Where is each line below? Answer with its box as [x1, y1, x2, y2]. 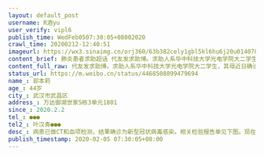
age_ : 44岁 [8, 84, 43, 92]
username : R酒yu [8, 19, 60, 27]
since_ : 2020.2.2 [8, 106, 65, 114]
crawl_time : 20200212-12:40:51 [8, 41, 111, 49]
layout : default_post [8, 11, 79, 20]
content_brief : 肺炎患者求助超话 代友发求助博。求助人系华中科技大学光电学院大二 [8, 56, 246, 63]
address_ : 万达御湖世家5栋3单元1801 [8, 99, 118, 106]
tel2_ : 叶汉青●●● [8, 121, 61, 128]
